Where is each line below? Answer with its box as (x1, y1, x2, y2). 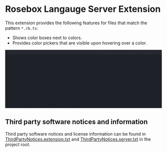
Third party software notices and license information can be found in (5, 131, 146, 137)
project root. (5, 141, 31, 147)
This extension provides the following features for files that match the (5, 20, 148, 26)
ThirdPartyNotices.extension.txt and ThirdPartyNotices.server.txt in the (5, 136, 151, 142)
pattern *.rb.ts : (5, 25, 38, 31)
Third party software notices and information (5, 118, 148, 126)
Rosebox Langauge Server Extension (5, 3, 161, 15)
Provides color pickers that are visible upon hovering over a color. (12, 40, 147, 46)
